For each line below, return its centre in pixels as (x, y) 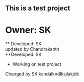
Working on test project (37, 64)
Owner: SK (28, 30)
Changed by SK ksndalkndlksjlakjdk (42, 74)
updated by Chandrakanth (32, 49)
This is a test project (38, 8)
